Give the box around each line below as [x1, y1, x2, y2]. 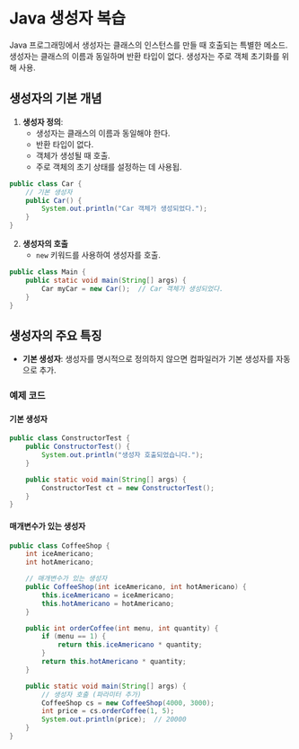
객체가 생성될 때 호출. [35, 150, 110, 161]
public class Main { [9, 268, 87, 277]
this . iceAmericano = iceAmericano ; [41, 590, 175, 600]
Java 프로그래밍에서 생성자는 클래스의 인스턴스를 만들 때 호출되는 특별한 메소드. [9, 40, 288, 50]
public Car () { [25, 196, 83, 205]
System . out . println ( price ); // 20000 [41, 715, 187, 724]
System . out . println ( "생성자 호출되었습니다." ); [41, 451, 204, 460]
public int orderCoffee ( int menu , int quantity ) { [25, 623, 219, 633]
